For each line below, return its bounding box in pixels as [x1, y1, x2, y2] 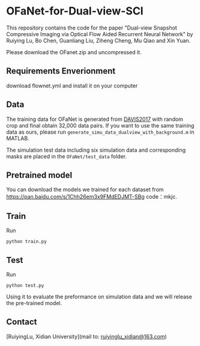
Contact [6, 317, 37, 327]
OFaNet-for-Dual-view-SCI [6, 4, 144, 18]
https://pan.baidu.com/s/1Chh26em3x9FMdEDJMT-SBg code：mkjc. [6, 193, 177, 200]
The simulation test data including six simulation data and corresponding [6, 146, 186, 153]
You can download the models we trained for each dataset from [6, 186, 164, 193]
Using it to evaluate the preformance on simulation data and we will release [6, 293, 192, 300]
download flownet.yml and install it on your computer [6, 82, 138, 89]
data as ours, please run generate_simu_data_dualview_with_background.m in [6, 128, 195, 135]
